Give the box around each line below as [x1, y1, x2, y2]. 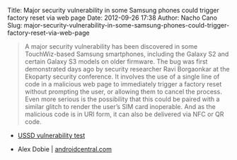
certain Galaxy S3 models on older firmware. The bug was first [24, 57, 208, 66]
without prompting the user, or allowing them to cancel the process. [24, 88, 223, 96]
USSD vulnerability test [17, 131, 86, 139]
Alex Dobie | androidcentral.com [17, 145, 112, 153]
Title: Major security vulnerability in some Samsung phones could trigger [7, 6, 219, 14]
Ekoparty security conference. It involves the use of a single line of [24, 72, 220, 81]
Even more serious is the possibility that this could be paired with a [24, 95, 220, 103]
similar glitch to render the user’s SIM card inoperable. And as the [24, 103, 216, 110]
